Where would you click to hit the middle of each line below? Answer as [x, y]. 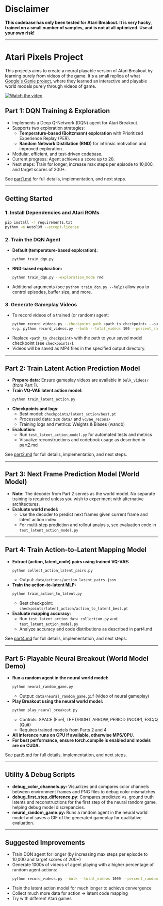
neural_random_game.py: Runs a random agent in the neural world [80, 812]
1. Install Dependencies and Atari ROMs [52, 212]
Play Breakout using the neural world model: [57, 701]
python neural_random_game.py [43, 687]
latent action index [38, 519]
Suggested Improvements [45, 843]
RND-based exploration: [37, 269]
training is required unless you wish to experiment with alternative [78, 499]
